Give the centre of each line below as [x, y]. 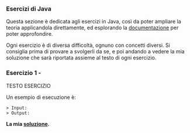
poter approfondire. [30, 34]
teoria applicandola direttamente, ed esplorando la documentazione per [92, 28]
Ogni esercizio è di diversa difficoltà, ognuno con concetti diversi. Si [88, 45]
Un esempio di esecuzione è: [41, 97]
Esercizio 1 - [24, 73]
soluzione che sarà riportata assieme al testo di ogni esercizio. [81, 58]
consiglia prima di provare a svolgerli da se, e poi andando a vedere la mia [96, 52]
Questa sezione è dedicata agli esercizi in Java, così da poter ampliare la [94, 22]
